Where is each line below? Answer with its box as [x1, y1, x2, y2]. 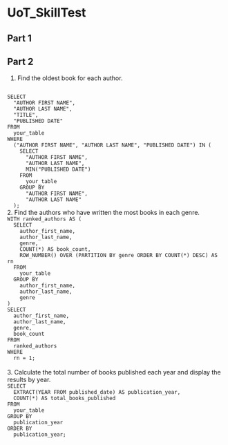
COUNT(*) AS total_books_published [13, 395, 116, 402]
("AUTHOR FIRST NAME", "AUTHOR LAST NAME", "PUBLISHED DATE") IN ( [13, 142, 212, 149]
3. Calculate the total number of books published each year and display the [7, 368, 221, 377]
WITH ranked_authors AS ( [7, 216, 82, 223]
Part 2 [7, 55, 34, 67]
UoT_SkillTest [7, 5, 86, 21]
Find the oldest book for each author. [17, 74, 123, 82]
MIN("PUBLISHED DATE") [25, 166, 91, 173]
